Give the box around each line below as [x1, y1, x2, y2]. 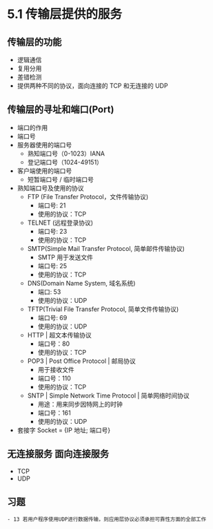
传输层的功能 [7, 36, 62, 48]
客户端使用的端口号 [17, 167, 72, 175]
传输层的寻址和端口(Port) [7, 104, 114, 115]
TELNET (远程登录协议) [27, 219, 94, 227]
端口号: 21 [37, 201, 66, 210]
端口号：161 [37, 409, 71, 417]
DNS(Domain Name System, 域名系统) [27, 279, 136, 287]
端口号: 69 [37, 313, 68, 322]
